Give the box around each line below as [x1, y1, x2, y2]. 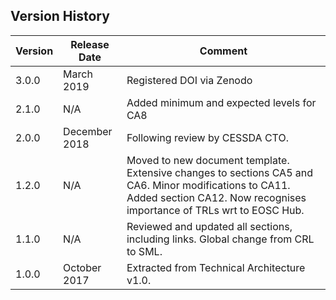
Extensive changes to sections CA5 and [126, 165, 314, 179]
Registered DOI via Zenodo [126, 73, 253, 87]
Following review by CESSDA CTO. [126, 130, 289, 144]
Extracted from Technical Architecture [126, 260, 306, 274]
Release [70, 37, 110, 51]
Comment [199, 44, 248, 58]
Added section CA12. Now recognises [126, 190, 307, 204]
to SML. [126, 244, 163, 258]
